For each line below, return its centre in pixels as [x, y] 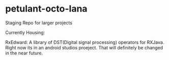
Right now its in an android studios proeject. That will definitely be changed [84, 47]
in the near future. [24, 53]
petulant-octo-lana [46, 9]
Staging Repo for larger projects [39, 23]
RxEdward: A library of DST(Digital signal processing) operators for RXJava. [85, 42]
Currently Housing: [25, 32]
